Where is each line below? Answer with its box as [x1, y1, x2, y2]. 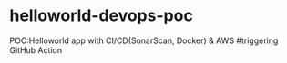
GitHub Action [9, 44, 62, 55]
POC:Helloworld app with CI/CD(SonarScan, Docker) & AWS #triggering [9, 35, 279, 46]
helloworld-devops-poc [9, 5, 193, 26]
